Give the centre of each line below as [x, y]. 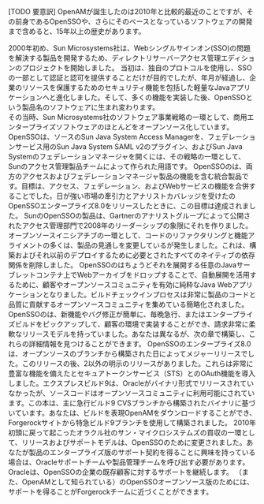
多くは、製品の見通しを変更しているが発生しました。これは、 [149, 245]
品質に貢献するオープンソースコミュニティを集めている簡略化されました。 [128, 304]
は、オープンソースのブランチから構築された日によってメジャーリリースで [128, 354]
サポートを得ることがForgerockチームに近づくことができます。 [111, 492]
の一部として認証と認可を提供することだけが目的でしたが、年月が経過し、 [129, 78]
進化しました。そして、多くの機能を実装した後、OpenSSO [151, 97]
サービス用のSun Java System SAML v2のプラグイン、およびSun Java [128, 147]
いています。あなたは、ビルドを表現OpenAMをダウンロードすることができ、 [132, 413]
